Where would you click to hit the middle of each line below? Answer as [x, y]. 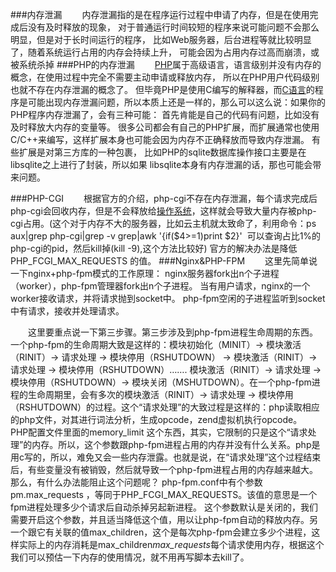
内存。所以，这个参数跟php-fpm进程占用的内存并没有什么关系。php [171, 444]
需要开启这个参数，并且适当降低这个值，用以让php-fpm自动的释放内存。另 [164, 519]
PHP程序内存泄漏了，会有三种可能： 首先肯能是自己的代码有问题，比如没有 [165, 114]
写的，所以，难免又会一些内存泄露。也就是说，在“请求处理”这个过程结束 [172, 457]
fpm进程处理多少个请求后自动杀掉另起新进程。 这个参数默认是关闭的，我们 [164, 507]
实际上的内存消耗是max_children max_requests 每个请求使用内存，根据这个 [171, 544]
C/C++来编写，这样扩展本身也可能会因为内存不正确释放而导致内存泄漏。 [160, 139]
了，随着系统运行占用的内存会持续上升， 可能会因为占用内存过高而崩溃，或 [165, 52]
